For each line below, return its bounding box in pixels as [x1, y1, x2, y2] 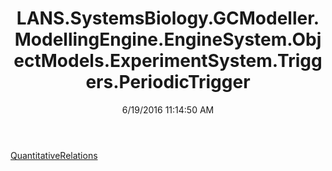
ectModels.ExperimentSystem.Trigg [13, 50, 323, 72]
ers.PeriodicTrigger [85, 71, 251, 94]
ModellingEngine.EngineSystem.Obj [14, 28, 322, 51]
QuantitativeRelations [10, 149, 98, 161]
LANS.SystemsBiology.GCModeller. [16, 7, 320, 30]
